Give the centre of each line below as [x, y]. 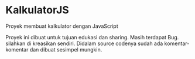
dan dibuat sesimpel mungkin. [66, 49]
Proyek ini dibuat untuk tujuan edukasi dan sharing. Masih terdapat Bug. [92, 37]
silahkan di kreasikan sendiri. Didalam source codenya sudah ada [84, 43]
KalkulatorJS [37, 10]
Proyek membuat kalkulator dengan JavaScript [62, 26]
